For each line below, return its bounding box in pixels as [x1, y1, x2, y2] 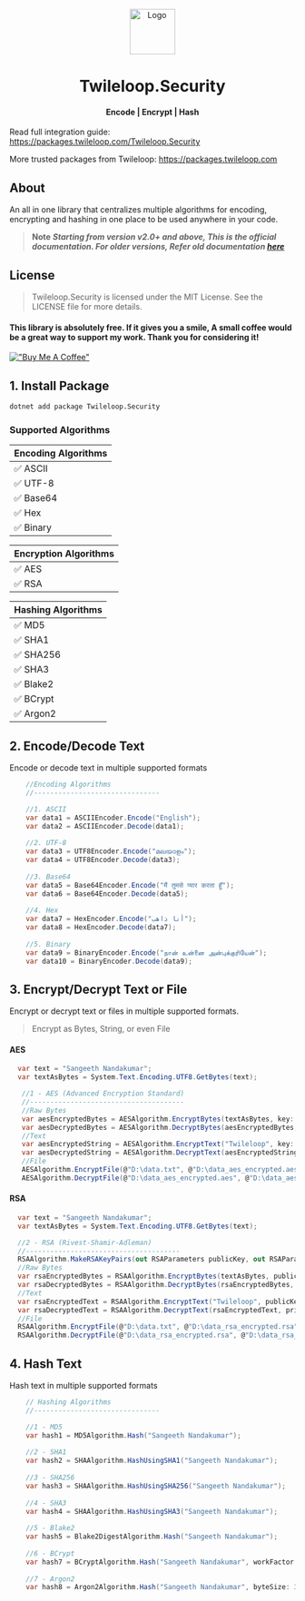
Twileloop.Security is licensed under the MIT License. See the [31, 291, 263, 302]
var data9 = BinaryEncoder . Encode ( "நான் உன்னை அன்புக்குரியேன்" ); [25, 948, 268, 958]
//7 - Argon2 [25, 1574, 75, 1584]
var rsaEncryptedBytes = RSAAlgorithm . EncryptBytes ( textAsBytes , [17, 1272, 271, 1282]
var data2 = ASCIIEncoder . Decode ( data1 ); [25, 821, 184, 830]
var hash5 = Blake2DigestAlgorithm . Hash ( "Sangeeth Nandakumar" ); [25, 1532, 279, 1541]
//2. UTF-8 [25, 839, 67, 848]
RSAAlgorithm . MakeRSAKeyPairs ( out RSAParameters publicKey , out [17, 1255, 266, 1264]
